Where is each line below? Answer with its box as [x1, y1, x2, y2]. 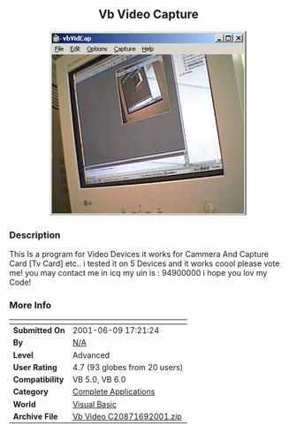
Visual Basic [72, 399, 118, 409]
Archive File [12, 411, 58, 422]
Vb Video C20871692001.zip [72, 411, 183, 422]
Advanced [72, 349, 110, 361]
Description [9, 229, 61, 241]
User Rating [12, 361, 57, 372]
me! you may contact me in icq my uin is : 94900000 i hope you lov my [9, 268, 268, 278]
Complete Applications [72, 386, 156, 397]
